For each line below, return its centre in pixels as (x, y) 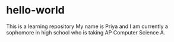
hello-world (36, 10)
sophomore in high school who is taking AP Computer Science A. (86, 32)
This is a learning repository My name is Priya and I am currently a (87, 26)
